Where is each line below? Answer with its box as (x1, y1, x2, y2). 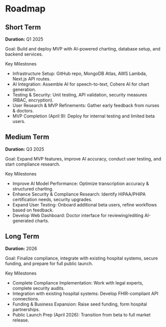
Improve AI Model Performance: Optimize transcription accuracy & (12, 180, 150, 186)
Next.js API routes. (12, 76, 51, 81)
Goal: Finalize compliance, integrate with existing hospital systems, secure (5, 255, 158, 261)
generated (12, 217, 34, 223)
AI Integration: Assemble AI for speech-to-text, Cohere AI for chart (12, 81, 150, 87)
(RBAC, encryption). (12, 97, 54, 103)
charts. (34, 217, 49, 223)
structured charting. (12, 185, 54, 191)
